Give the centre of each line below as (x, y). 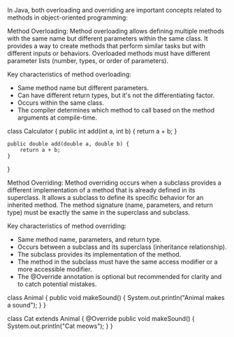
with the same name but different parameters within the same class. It (108, 38)
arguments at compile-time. (57, 117)
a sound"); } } (27, 305)
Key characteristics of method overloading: (69, 74)
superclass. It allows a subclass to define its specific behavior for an (105, 198)
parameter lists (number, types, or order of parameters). (88, 61)
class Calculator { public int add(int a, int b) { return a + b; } (92, 131)
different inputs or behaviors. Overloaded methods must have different (109, 53)
